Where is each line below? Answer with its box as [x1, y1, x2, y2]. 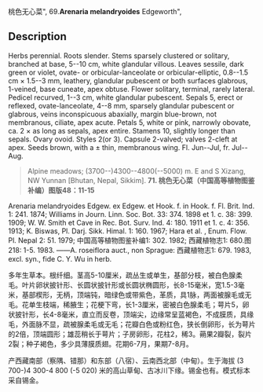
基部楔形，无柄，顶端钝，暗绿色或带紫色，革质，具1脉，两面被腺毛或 [21, 290, 245, 299]
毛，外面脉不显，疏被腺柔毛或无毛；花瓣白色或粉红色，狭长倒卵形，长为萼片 [8, 319, 256, 328]
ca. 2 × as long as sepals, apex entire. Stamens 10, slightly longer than [8, 126, 236, 135]
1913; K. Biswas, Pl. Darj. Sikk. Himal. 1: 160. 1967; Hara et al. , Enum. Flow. [8, 226, 247, 236]
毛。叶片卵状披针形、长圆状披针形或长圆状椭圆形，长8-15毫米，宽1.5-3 [8, 280, 238, 289]
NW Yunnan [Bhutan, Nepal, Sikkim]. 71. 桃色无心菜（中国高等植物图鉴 [27, 175, 255, 185]
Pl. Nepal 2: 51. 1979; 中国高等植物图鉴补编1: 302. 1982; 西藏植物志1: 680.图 [8, 235, 252, 245]
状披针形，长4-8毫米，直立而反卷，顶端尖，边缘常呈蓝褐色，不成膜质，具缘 [8, 310, 254, 319]
